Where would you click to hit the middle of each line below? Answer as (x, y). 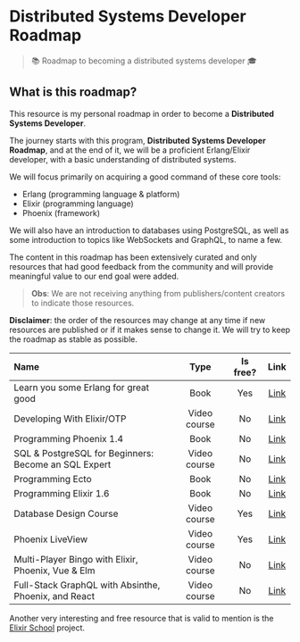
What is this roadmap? (73, 92)
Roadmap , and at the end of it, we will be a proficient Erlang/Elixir (130, 150)
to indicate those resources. (83, 303)
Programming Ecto (53, 479)
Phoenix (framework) (61, 213)
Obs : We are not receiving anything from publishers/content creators (158, 293)
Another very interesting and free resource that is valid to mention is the (142, 618)
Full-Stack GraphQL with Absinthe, (87, 585)
